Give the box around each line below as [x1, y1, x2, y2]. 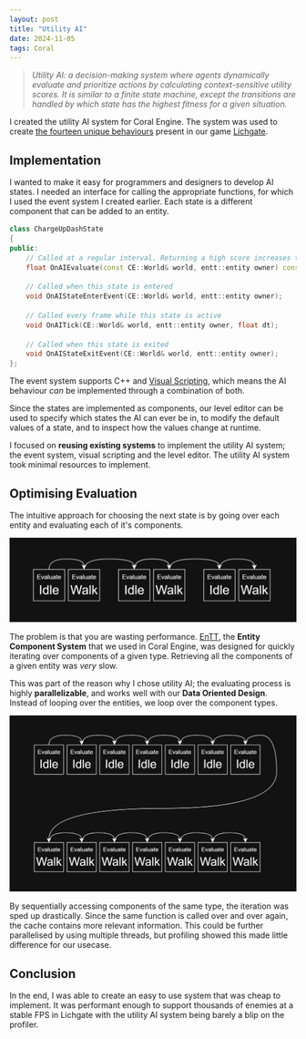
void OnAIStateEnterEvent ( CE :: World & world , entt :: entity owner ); [25, 292, 283, 301]
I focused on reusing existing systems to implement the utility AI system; [9, 440, 285, 451]
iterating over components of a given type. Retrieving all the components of [9, 650, 293, 661]
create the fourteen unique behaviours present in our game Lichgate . [9, 126, 269, 137]
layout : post [9, 15, 59, 24]
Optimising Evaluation [9, 486, 138, 501]
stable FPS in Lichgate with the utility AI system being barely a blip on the [9, 1010, 285, 1021]
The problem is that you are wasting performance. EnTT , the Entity [9, 631, 261, 642]
